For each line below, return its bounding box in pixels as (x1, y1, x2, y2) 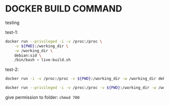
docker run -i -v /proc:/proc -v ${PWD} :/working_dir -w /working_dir (5, 76, 156, 81)
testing (5, 19, 20, 25)
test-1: (5, 29, 19, 35)
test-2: (5, 66, 19, 72)
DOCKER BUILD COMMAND (5, 3, 122, 14)
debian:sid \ (14, 53, 42, 58)
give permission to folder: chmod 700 (5, 94, 80, 100)
